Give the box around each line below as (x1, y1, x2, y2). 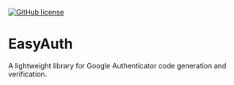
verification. (8, 69, 48, 79)
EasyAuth (8, 35, 73, 53)
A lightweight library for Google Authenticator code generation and (8, 61, 227, 70)
